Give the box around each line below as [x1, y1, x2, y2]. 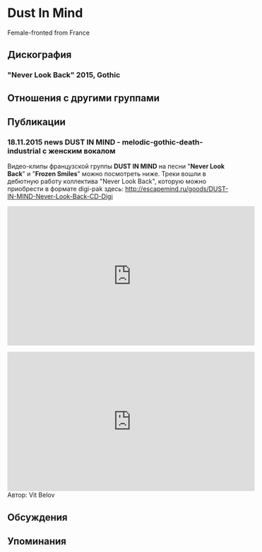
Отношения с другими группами [7, 92, 160, 104]
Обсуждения [7, 511, 68, 523]
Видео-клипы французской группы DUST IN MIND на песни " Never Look [7, 162, 225, 171]
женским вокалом [48, 146, 116, 156]
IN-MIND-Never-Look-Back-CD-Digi [7, 192, 113, 201]
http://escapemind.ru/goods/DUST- [124, 185, 229, 193]
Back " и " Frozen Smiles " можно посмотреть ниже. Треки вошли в [7, 170, 206, 178]
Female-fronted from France [7, 28, 90, 37]
